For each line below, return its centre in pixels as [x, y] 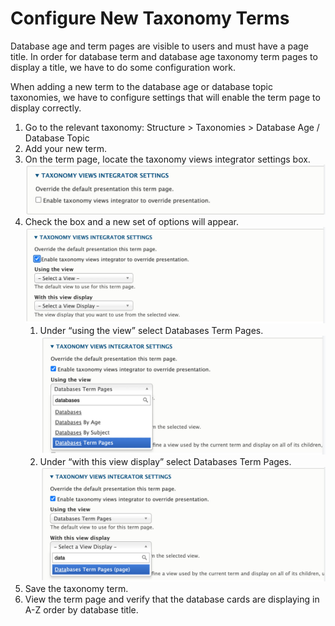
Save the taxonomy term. [76, 589]
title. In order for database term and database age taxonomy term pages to [164, 56]
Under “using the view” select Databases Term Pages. [151, 330]
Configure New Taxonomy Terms [150, 18]
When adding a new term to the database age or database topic [141, 86]
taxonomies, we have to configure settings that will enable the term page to [165, 97]
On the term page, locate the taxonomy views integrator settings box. [167, 159]
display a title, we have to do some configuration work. [123, 67]
